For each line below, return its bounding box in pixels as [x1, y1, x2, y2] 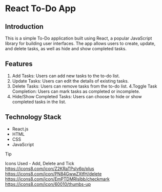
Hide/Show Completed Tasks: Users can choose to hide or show [12, 93, 142, 99]
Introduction [5, 22, 44, 31]
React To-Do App [5, 3, 76, 14]
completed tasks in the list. [12, 99, 66, 105]
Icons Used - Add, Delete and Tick [5, 160, 75, 166]
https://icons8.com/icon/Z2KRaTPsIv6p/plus [5, 166, 94, 171]
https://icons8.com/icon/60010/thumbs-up [5, 181, 91, 187]
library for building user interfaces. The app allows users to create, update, [5, 41, 156, 46]
